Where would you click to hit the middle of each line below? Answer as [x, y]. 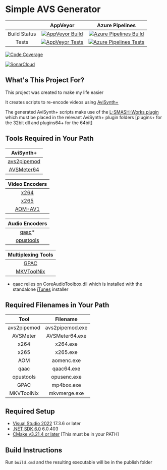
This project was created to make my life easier [54, 92]
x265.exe [67, 352]
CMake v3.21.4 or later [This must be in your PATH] [66, 434]
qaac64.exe [66, 369]
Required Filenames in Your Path [57, 305]
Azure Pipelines [117, 25]
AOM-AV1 [27, 209]
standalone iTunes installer [40, 289]
